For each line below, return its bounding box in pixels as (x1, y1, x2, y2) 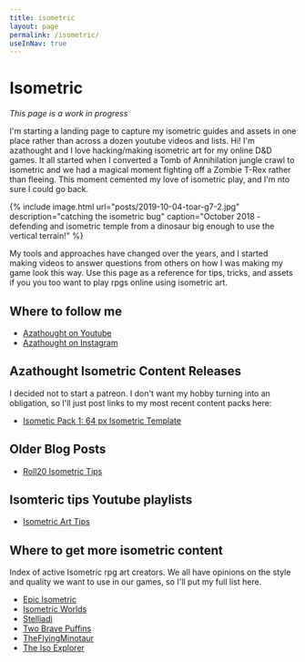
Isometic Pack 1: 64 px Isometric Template (22, 415, 182, 426)
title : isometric (9, 13, 76, 23)
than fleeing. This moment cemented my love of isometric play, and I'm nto (9, 174, 290, 185)
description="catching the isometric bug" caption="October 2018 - (9, 211, 261, 222)
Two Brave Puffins (22, 623, 92, 634)
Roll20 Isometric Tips (22, 465, 103, 476)
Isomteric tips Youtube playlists (9, 493, 193, 508)
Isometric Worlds (22, 604, 87, 615)
